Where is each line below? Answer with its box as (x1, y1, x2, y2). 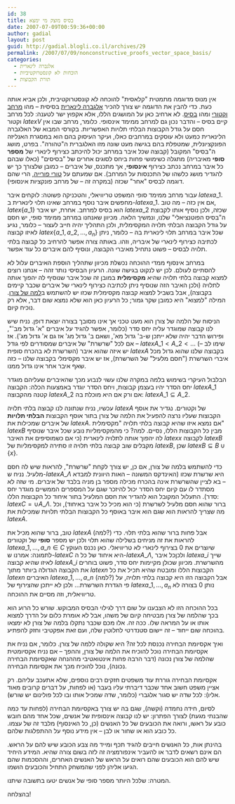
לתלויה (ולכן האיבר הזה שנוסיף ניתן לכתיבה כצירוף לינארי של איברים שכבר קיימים (7, 281, 220, 289)
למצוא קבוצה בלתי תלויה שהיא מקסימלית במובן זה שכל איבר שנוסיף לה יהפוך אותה (7, 274, 228, 282)
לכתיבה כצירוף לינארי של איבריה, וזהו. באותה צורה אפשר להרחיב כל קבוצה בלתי (7, 237, 217, 246)
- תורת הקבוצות (13, 75, 51, 83)
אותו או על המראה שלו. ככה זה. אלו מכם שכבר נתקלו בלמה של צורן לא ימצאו (7, 618, 209, 627)
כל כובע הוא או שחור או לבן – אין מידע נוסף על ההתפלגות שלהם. (7, 726, 177, 735)
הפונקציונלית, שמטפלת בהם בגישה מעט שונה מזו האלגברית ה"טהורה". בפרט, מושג (7, 140, 227, 148)
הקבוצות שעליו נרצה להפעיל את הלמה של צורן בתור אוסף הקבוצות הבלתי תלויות (7, 411, 221, 420)
